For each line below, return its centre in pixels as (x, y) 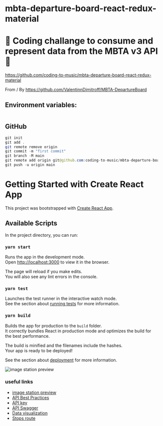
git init (14, 138)
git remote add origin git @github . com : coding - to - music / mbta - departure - (79, 161)
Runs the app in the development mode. (45, 257)
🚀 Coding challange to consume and (79, 41)
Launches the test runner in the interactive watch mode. (61, 298)
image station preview (34, 392)
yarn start (18, 247)
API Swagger (25, 408)
